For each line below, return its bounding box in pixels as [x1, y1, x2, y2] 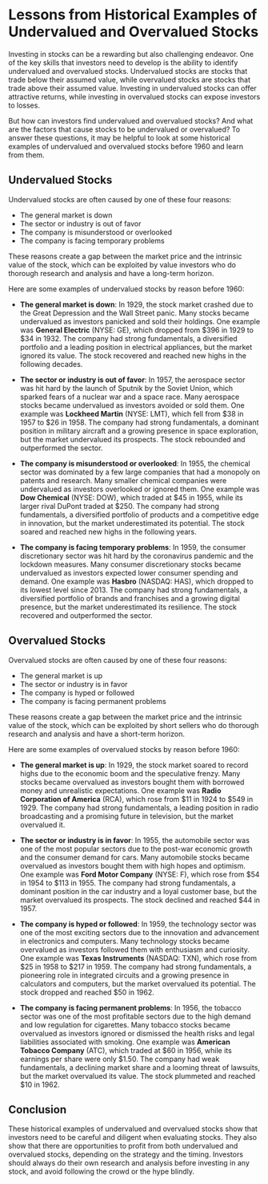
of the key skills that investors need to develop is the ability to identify [8, 58, 238, 67]
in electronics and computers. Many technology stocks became [19, 936, 230, 946]
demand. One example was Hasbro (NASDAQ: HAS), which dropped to [19, 576, 254, 586]
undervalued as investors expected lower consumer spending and [19, 568, 238, 577]
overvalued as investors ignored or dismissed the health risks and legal [19, 1028, 254, 1038]
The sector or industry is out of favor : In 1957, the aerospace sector [19, 375, 246, 384]
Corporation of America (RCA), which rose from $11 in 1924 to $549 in [19, 794, 254, 804]
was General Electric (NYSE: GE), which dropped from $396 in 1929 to [19, 325, 254, 335]
